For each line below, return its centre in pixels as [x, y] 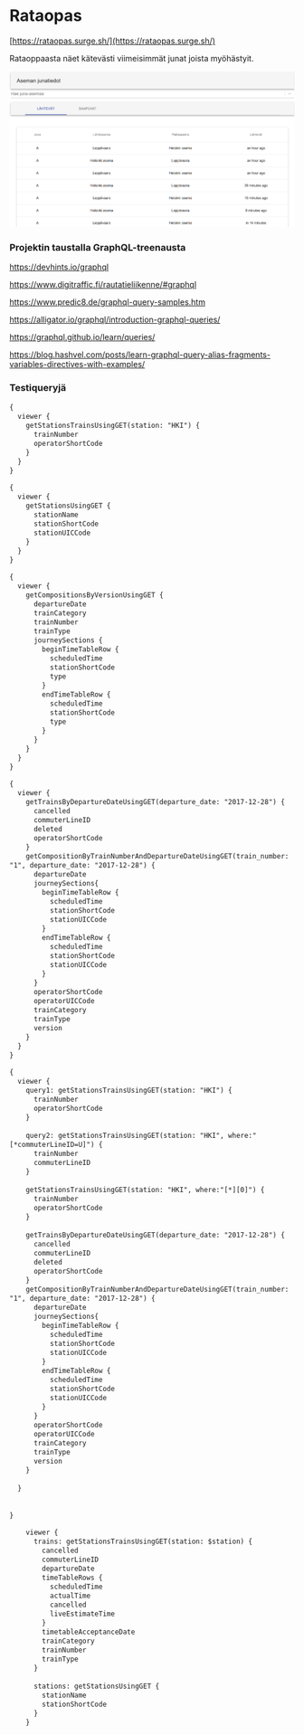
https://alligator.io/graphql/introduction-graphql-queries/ [115, 320]
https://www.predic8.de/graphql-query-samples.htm [108, 302]
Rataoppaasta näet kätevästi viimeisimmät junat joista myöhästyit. [132, 58]
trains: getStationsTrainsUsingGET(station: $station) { [143, 1542]
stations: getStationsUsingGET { [96, 1687]
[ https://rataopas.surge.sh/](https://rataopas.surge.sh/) [112, 41]
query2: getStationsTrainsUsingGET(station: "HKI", [125, 1136]
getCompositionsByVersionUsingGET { [95, 595]
